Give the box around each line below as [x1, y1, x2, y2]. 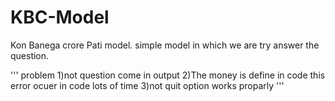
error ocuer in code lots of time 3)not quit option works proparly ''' [10, 79, 285, 91]
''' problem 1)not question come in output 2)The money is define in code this [10, 69, 326, 81]
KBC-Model [10, 6, 110, 29]
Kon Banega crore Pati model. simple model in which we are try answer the [10, 39, 320, 51]
